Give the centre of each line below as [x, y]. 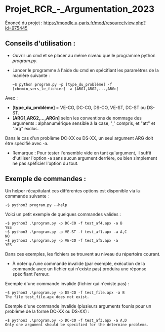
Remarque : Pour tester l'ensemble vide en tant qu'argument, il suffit [82, 153]
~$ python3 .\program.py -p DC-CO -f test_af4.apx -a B [64, 223]
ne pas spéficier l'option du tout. [45, 163]
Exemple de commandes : [46, 179]
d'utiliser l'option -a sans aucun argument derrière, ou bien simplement [84, 158]
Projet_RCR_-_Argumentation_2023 [80, 9]
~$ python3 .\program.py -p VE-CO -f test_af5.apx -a [62, 240]
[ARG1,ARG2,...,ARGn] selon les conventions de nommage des [77, 118]
